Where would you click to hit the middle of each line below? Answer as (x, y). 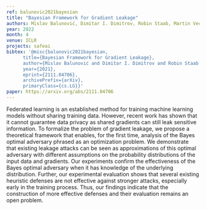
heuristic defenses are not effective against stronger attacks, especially (97, 181)
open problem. (25, 200)
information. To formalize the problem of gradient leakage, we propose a (98, 129)
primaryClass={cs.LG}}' (53, 86)
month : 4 (17, 35)
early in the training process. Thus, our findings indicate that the (87, 187)
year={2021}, (39, 69)
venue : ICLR (21, 40)
